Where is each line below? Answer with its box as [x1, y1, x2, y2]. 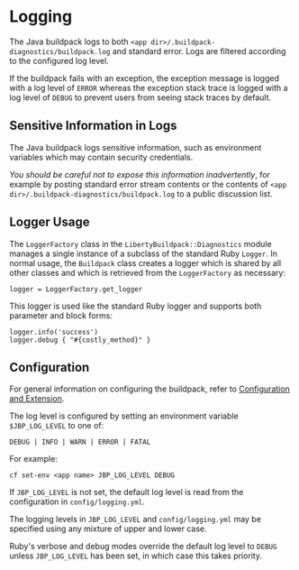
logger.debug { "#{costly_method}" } [9, 336, 151, 345]
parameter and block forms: [9, 309, 113, 321]
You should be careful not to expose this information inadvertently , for [9, 169, 270, 179]
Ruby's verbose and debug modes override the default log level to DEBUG [9, 541, 277, 552]
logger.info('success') [9, 327, 99, 336]
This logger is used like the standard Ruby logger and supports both [9, 300, 262, 311]
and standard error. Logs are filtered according [112, 45, 286, 56]
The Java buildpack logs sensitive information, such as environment [9, 142, 262, 152]
